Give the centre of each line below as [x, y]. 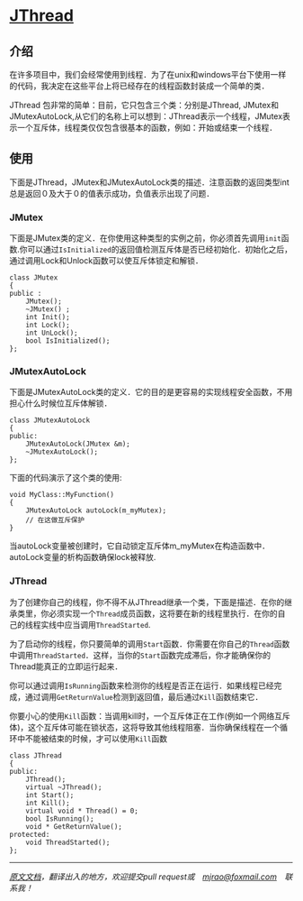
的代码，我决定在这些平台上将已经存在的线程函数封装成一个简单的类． [139, 86]
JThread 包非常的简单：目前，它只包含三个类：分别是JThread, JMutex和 [144, 105]
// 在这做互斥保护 [55, 520]
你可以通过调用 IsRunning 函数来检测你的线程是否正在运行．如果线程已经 [142, 685]
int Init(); [48, 317]
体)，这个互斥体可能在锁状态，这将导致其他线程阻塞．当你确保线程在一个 [145, 727]
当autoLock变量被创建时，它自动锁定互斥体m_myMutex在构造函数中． [139, 546]
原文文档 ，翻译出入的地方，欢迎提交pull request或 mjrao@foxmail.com [143, 877]
